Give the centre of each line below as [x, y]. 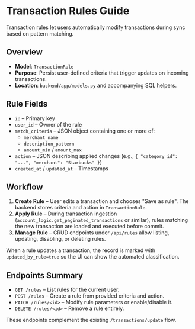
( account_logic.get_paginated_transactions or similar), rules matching [101, 220]
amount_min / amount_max [52, 150]
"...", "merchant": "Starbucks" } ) [58, 162]
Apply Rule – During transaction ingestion [66, 214]
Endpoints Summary [45, 275]
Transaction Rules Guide [68, 11]
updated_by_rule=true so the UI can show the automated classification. [93, 257]
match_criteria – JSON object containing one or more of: [85, 131]
